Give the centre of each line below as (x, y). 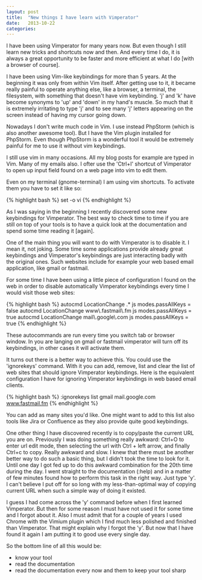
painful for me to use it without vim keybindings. (66, 146)
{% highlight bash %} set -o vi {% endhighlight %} (69, 200)
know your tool (33, 558)
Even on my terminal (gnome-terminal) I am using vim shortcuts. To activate (100, 182)
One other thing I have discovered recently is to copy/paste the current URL (100, 433)
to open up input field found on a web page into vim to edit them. (87, 170)
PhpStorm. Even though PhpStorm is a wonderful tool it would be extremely (100, 140)
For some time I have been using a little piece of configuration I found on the (101, 280)
